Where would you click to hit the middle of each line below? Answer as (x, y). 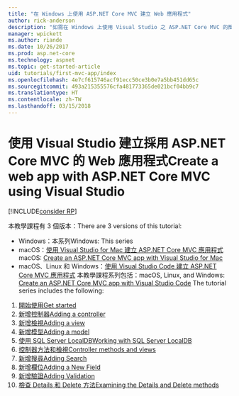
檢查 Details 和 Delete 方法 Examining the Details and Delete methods (118, 385)
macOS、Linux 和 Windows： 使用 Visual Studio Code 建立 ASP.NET (117, 266)
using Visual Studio (66, 192)
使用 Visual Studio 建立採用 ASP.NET (117, 143)
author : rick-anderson (41, 21)
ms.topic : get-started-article (54, 67)
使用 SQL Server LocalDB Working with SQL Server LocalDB (105, 340)
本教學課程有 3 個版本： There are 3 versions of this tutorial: (95, 226)
